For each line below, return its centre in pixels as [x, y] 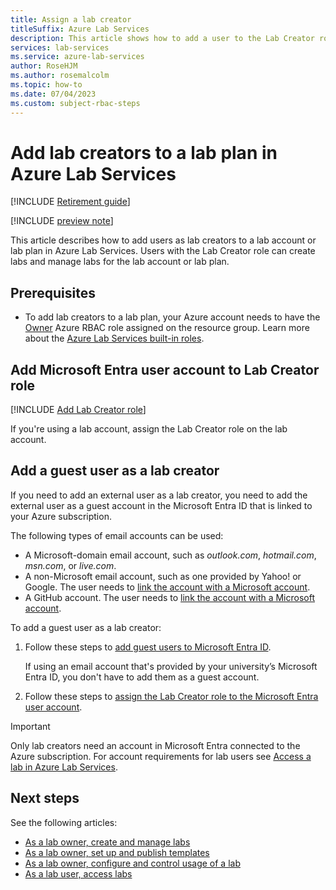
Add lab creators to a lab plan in [144, 152]
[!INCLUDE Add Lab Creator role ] [78, 410]
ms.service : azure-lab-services [77, 57]
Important [30, 726]
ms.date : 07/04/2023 [53, 94]
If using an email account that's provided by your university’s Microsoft [171, 666]
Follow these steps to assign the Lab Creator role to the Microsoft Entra [171, 696]
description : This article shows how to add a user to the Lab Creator [162, 38]
